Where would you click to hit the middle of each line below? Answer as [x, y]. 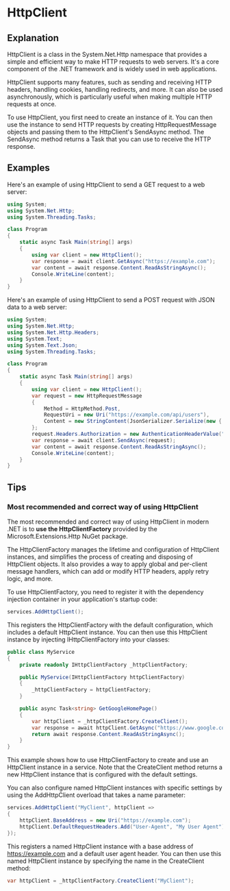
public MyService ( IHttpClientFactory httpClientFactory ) [102, 677]
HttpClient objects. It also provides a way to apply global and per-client [107, 564]
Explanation [33, 38]
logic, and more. [30, 578]
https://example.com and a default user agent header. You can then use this [114, 853]
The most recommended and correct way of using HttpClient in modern [108, 522]
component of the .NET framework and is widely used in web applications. [112, 69]
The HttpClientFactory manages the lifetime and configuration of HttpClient [113, 549]
